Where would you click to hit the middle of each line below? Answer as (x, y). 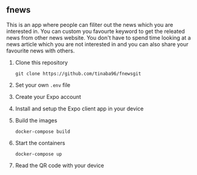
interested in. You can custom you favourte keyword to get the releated (95, 31)
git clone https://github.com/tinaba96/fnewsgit (78, 73)
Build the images (36, 120)
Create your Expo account (48, 96)
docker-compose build (42, 131)
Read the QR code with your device (59, 165)
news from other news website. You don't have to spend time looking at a (99, 37)
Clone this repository (41, 62)
